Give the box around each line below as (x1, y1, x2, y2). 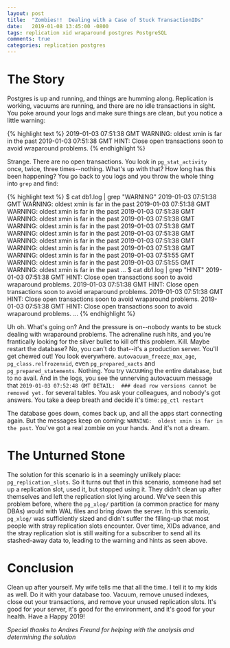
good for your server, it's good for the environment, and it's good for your (7, 605, 215, 613)
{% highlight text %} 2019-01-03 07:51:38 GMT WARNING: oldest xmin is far (7, 129, 222, 137)
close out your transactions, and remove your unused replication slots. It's (7, 597, 217, 605)
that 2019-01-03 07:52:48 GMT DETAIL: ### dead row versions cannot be (7, 381, 217, 389)
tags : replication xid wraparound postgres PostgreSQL (7, 29, 168, 36)
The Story (7, 71, 65, 87)
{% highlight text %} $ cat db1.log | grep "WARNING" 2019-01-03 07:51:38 (7, 192, 217, 201)
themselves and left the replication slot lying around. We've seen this (7, 492, 202, 500)
